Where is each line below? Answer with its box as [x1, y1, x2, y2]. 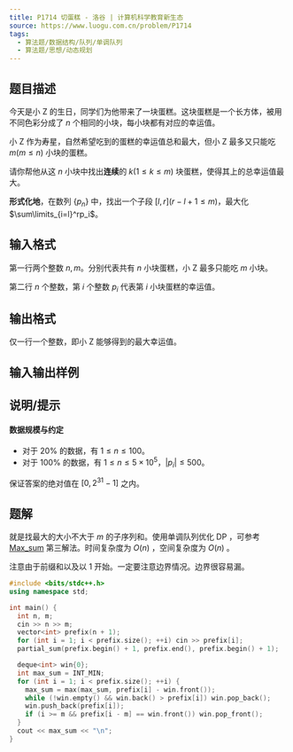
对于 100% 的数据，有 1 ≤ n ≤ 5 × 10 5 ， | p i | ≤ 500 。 [21, 456, 210, 470]
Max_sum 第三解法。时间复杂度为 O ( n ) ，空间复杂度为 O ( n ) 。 [9, 543, 235, 553]
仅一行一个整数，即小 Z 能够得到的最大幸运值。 [9, 336, 181, 347]
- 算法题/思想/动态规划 [17, 46, 93, 55]
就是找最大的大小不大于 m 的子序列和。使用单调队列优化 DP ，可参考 [9, 531, 261, 542]
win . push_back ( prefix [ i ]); [25, 701, 125, 710]
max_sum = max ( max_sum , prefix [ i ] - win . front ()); [25, 685, 216, 694]
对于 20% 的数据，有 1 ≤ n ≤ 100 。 [21, 445, 150, 457]
